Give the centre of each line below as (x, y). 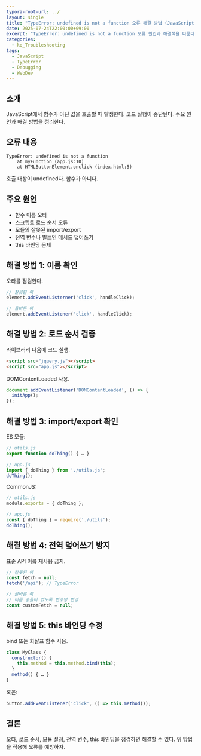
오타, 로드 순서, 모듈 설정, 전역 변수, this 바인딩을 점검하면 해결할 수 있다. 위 (94, 739)
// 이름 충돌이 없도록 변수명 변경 (42, 600)
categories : (21, 39)
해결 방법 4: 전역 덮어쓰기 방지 (58, 545)
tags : (13, 51)
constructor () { (32, 658)
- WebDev (22, 73)
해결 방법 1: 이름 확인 (42, 266)
